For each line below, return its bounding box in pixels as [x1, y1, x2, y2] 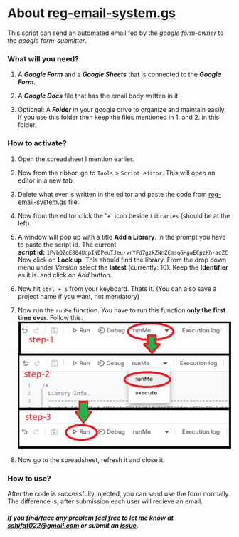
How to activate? [7, 138, 67, 148]
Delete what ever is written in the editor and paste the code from [17, 190, 208, 198]
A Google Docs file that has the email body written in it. [17, 91, 180, 101]
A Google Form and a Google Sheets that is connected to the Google [17, 70, 222, 79]
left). [17, 219, 32, 227]
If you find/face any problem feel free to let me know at [7, 513, 174, 522]
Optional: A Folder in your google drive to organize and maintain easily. [17, 106, 226, 114]
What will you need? [7, 53, 80, 63]
